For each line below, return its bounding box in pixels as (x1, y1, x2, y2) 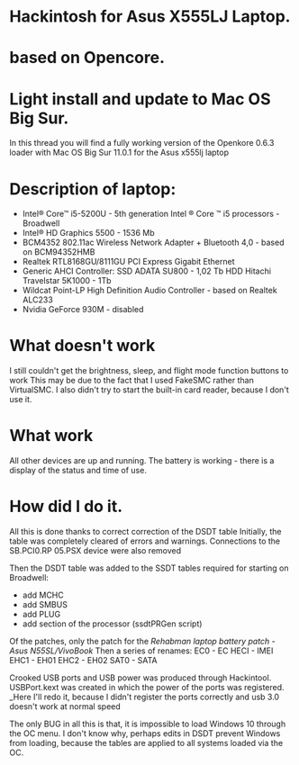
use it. (9, 394, 32, 405)
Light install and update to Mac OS (9, 88, 271, 109)
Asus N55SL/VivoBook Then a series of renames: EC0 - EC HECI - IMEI (9, 645, 274, 656)
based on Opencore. (9, 48, 165, 68)
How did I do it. (9, 497, 123, 517)
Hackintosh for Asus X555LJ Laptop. (9, 6, 291, 27)
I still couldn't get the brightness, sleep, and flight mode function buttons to (9, 365, 289, 376)
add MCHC (22, 589, 65, 600)
